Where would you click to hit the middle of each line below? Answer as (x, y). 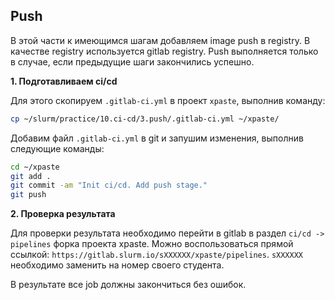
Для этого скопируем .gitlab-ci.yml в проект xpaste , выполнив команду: (168, 100)
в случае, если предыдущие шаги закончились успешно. (132, 61)
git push (28, 195)
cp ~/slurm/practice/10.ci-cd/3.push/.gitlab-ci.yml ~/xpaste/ (145, 119)
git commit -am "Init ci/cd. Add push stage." (109, 185)
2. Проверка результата (63, 214)
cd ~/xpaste (35, 167)
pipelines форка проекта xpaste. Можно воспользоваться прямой (152, 244)
